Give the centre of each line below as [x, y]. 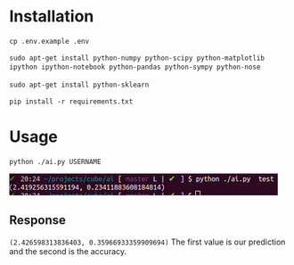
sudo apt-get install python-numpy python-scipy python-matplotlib [137, 58]
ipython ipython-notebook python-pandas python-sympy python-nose [135, 67]
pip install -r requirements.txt [71, 101]
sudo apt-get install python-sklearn [79, 85]
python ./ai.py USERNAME [55, 161]
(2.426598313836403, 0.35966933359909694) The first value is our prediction [147, 242]
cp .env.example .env [49, 41]
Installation [52, 17]
